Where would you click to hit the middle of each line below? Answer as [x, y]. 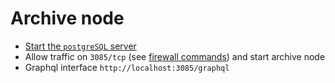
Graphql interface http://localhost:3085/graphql [127, 67]
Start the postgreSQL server [80, 46]
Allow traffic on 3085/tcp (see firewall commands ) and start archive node [175, 56]
